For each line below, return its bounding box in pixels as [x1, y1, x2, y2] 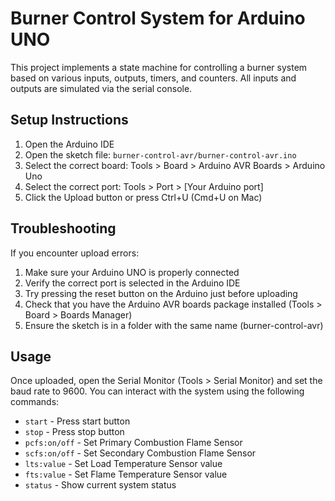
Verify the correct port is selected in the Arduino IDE [24, 277, 241, 289]
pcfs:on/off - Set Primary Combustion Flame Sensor [24, 437, 243, 449]
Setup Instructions [10, 112, 129, 129]
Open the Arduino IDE [24, 138, 115, 150]
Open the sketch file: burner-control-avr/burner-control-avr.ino [24, 148, 297, 161]
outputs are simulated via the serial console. [10, 82, 193, 94]
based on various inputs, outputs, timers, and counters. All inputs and [10, 72, 297, 84]
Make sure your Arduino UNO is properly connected [24, 266, 240, 278]
